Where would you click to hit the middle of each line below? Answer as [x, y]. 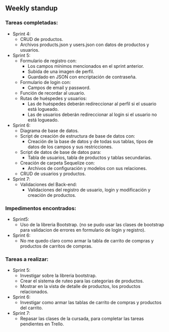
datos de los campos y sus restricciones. [70, 147]
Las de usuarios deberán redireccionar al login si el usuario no [92, 114]
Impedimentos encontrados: [41, 208]
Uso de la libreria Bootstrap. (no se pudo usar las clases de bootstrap [92, 224]
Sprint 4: [22, 34]
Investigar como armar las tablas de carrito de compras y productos [91, 303]
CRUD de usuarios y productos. [53, 174]
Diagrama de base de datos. [49, 131]
